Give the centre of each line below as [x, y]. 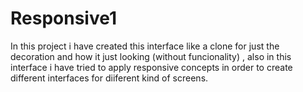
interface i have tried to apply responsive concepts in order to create [151, 67]
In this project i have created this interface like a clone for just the [145, 46]
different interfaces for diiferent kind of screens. [109, 78]
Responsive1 [64, 18]
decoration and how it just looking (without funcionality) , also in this [151, 56]
